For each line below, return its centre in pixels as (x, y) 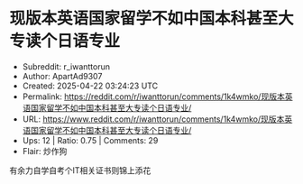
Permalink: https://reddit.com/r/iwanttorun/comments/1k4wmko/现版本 (154, 97)
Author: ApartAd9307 (62, 76)
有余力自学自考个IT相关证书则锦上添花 (80, 170)
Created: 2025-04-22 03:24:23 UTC (90, 86)
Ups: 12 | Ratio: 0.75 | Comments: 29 (90, 140)
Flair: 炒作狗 (45, 151)
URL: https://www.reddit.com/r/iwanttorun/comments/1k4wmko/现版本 (153, 119)
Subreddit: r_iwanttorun (66, 66)
